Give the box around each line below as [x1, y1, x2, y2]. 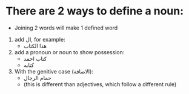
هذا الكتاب [23, 42, 47, 49]
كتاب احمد [23, 55, 47, 62]
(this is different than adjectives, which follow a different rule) [23, 80, 177, 88]
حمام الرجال [23, 74, 52, 81]
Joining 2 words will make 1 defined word [14, 24, 118, 31]
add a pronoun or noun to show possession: [14, 48, 125, 55]
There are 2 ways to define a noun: [5, 4, 184, 18]
